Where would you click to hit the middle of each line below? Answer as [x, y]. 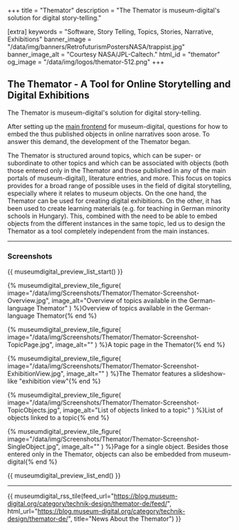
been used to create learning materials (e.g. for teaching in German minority [119, 208]
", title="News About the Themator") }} [124, 519]
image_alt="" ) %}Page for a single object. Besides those [145, 447]
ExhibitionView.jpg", [36, 374]
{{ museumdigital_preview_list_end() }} [64, 476]
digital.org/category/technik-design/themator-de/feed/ [87, 504]
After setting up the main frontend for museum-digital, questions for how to [118, 126]
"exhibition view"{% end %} [60, 381]
